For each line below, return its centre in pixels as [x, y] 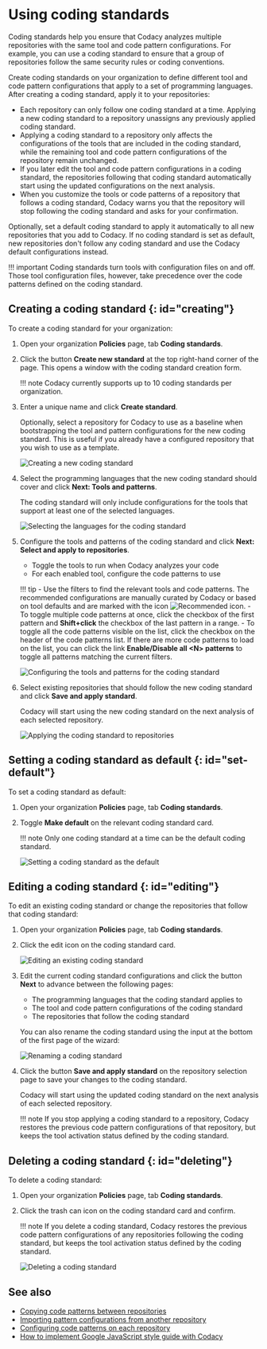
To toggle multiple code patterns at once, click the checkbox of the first [137, 614]
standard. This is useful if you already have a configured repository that [137, 439]
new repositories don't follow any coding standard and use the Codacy [124, 243]
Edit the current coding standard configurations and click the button [131, 976]
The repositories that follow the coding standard [110, 1017]
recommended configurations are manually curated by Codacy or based [138, 597]
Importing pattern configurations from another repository [113, 1320]
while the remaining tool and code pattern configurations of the [123, 152]
